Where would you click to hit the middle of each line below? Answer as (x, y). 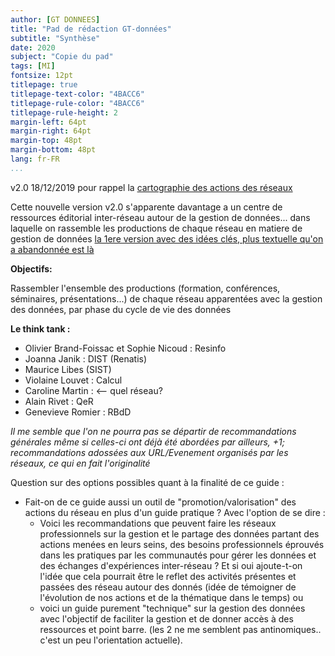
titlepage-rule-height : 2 (64, 112)
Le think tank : (40, 328)
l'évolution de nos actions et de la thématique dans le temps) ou (171, 597)
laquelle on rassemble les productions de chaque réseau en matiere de (156, 228)
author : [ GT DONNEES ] (55, 19)
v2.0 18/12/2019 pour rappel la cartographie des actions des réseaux (151, 187)
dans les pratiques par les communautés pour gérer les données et (178, 555)
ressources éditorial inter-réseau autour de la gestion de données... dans (160, 217)
